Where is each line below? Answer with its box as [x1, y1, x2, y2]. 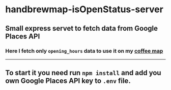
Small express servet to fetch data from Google [5, 24, 158, 33]
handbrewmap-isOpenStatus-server [5, 4, 164, 15]
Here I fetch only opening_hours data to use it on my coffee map [5, 47, 163, 54]
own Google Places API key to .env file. [5, 77, 131, 85]
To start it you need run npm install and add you [5, 69, 161, 77]
